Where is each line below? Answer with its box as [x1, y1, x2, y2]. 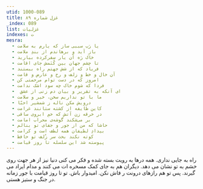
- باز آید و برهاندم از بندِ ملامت [12, 49, 97, 55]
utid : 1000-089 [6, 9, 45, 15]
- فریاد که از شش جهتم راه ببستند [12, 65, 99, 72]
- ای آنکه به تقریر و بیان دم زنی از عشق [12, 88, 121, 94]
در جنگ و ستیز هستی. [6, 175, 56, 183]
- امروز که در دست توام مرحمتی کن [12, 77, 99, 83]
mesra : [6, 37, 23, 43]
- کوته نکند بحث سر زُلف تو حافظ [12, 134, 94, 140]
